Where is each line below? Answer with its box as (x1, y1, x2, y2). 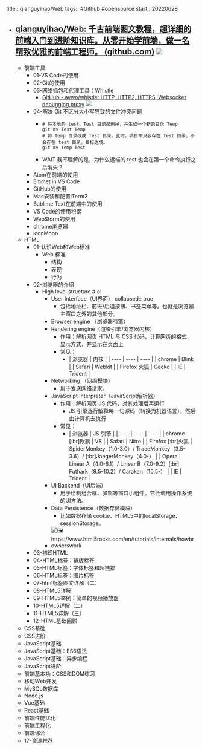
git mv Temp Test (42, 145, 86, 151)
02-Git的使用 (33, 79, 65, 86)
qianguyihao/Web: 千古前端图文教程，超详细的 (14, 24, 192, 34)
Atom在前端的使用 (33, 171, 78, 178)
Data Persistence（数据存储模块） (51, 504, 136, 512)
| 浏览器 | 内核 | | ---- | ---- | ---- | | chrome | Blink (69, 355, 194, 362)
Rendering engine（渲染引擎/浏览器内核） (51, 325, 156, 332)
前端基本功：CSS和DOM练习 (24, 670, 95, 677)
